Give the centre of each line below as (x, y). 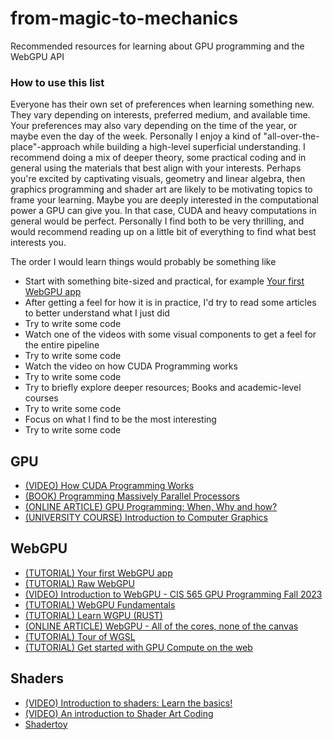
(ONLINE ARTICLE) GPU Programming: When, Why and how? (151, 507)
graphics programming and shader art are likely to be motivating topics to (161, 189)
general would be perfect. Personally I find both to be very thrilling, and (157, 221)
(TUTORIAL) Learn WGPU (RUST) (93, 615)
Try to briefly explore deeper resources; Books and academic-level (163, 388)
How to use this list (57, 82)
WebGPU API (37, 56)
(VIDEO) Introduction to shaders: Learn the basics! (128, 703)
